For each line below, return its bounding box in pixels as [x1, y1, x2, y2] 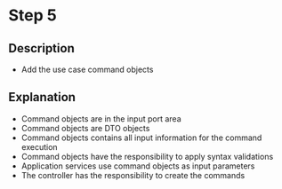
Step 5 [8, 5, 57, 26]
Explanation [8, 90, 77, 105]
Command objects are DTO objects [20, 122, 150, 133]
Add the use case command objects [20, 64, 154, 75]
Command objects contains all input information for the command [20, 132, 262, 143]
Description [8, 41, 75, 56]
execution [20, 141, 59, 152]
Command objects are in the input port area [20, 113, 181, 124]
